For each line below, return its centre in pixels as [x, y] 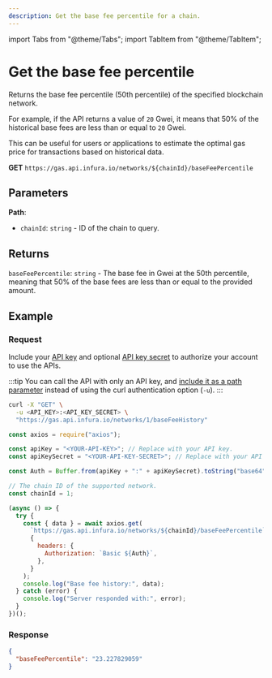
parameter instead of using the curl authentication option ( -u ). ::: [116, 390]
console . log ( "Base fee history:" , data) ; [93, 584]
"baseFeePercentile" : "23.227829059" [79, 659]
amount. [22, 291]
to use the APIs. [35, 365]
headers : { [56, 546]
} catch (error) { [47, 591]
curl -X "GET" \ [36, 404]
